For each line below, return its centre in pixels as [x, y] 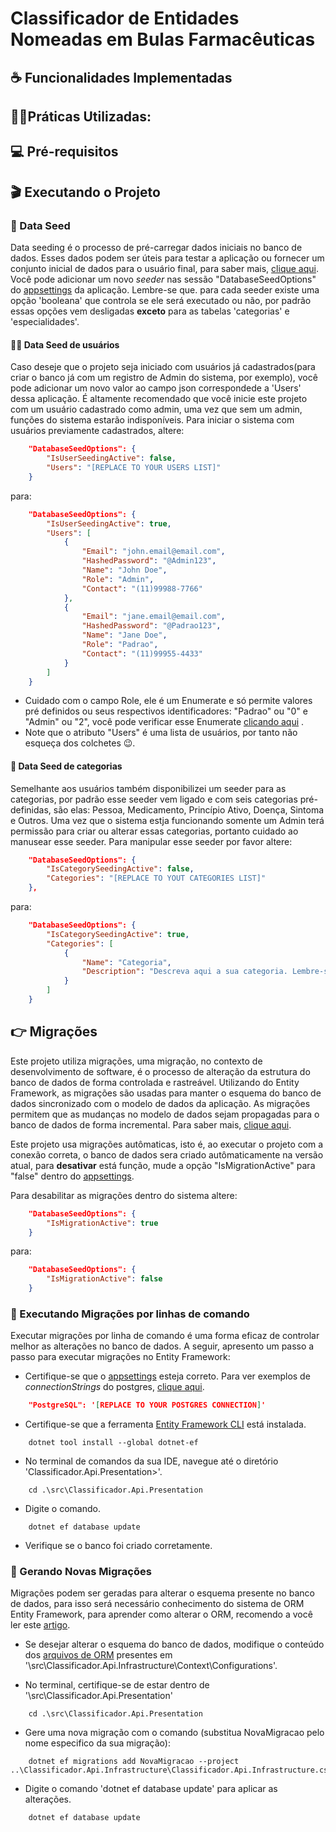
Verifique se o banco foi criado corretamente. [118, 1546]
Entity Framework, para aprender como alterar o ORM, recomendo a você [161, 1614]
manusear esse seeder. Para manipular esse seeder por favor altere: [151, 841]
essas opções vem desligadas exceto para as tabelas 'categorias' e [150, 311]
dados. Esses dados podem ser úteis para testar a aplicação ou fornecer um [167, 258]
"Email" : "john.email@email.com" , [153, 552]
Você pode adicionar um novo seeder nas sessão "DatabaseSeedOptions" [163, 279]
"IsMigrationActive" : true [102, 1223]
